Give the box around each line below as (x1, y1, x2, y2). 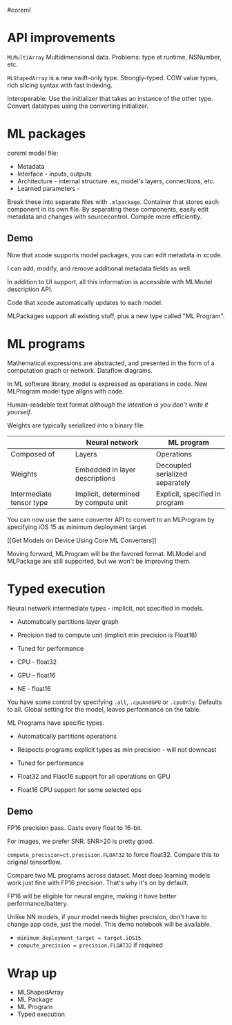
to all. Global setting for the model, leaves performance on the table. (7, 705, 202, 713)
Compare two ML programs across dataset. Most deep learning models (7, 871, 211, 880)
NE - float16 (17, 684, 51, 692)
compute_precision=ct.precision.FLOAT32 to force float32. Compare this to (7, 851, 220, 859)
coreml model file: (7, 149, 59, 157)
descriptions (75, 473, 116, 483)
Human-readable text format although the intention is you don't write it (7, 400, 209, 409)
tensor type (10, 497, 48, 507)
